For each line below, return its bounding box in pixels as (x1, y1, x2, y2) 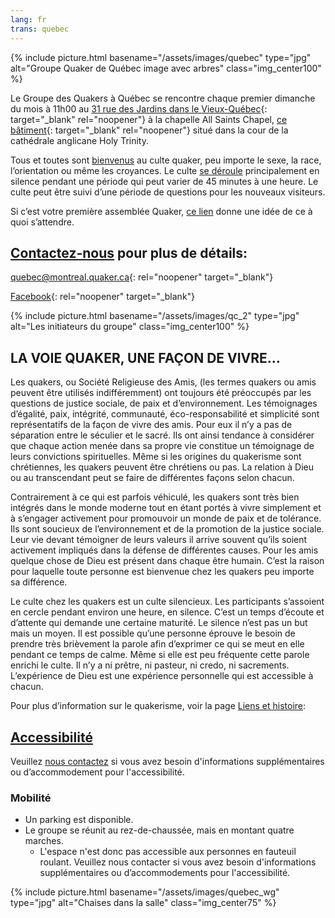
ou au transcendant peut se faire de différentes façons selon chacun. (10, 472, 295, 484)
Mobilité (10, 791, 52, 805)
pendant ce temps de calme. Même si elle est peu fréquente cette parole (10, 649, 310, 661)
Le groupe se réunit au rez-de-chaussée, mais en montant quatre (24, 824, 295, 836)
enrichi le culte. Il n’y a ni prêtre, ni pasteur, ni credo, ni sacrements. (10, 659, 290, 671)
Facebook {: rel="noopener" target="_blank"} (10, 291, 196, 303)
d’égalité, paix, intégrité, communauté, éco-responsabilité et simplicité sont (10, 408, 320, 420)
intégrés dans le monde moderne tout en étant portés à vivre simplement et (10, 502, 322, 514)
